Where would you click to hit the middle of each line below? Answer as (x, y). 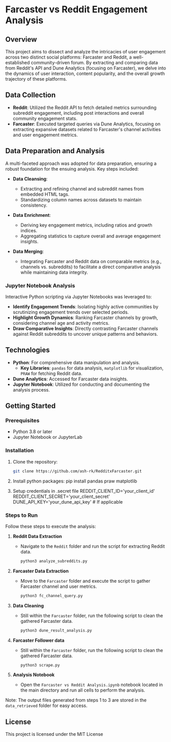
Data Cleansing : (30, 179)
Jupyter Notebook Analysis (40, 285)
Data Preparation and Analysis (55, 151)
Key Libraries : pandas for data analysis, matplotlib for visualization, (92, 368)
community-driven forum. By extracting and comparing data (94, 62)
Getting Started (31, 406)
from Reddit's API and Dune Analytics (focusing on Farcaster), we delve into (86, 68)
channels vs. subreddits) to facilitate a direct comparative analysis (90, 267)
